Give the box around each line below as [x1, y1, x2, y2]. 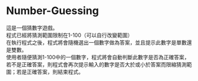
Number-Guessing [6, 4, 99, 18]
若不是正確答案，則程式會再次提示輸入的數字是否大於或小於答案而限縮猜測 [6, 60, 187, 68]
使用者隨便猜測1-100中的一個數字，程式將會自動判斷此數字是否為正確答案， [6, 53, 190, 60]
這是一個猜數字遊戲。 [6, 24, 58, 31]
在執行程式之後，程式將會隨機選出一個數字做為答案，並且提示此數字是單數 [6, 39, 187, 46]
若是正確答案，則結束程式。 [16, 68, 84, 75]
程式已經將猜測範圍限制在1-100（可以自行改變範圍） [6, 31, 133, 39]
